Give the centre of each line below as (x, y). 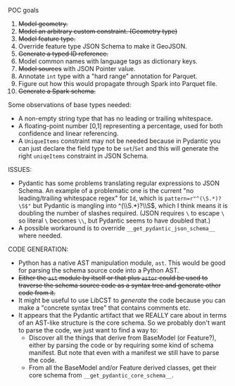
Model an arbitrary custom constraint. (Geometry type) (98, 31)
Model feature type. (47, 39)
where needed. (40, 236)
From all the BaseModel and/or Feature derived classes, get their (122, 368)
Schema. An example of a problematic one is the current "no (106, 191)
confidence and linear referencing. (68, 133)
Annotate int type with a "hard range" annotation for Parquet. (108, 76)
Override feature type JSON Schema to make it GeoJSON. (102, 46)
